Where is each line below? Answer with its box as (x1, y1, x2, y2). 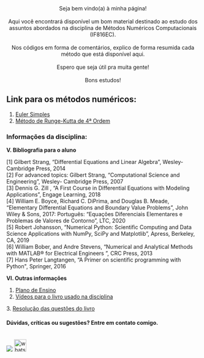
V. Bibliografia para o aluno (6, 146, 77, 154)
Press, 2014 (36, 165, 66, 173)
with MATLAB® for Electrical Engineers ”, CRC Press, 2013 (6, 250, 153, 257)
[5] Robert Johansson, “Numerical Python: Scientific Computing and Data (6, 224, 192, 231)
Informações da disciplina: (6, 132, 88, 141)
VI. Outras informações (6, 274, 67, 282)
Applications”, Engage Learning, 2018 (6, 191, 101, 198)
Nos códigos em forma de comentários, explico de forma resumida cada (11, 44, 195, 51)
